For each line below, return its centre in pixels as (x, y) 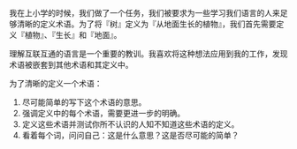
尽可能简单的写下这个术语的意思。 (84, 102)
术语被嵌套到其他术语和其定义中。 (71, 65)
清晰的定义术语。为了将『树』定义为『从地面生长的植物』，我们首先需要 (146, 24)
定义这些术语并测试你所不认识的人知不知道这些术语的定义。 (130, 124)
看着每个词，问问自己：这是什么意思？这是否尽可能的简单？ (130, 135)
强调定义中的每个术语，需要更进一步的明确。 (103, 113)
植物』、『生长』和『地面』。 (73, 35)
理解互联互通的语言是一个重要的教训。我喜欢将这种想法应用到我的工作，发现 (148, 54)
